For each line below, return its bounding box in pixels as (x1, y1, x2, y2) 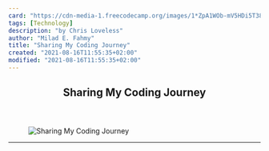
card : (8, 11, 26, 20)
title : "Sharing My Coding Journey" (8, 42, 130, 50)
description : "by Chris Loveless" (8, 26, 124, 34)
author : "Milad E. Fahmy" (8, 34, 94, 42)
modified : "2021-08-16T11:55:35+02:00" (8, 57, 142, 65)
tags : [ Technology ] (8, 19, 74, 27)
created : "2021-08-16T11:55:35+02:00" (8, 49, 138, 57)
